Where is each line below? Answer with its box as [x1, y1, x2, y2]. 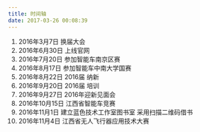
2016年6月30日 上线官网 [18, 46, 90, 54]
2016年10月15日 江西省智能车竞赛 [18, 99, 116, 107]
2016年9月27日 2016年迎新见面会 [18, 90, 116, 99]
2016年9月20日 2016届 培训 [18, 81, 100, 90]
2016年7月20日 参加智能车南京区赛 [18, 54, 121, 64]
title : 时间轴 [8, 10, 47, 18]
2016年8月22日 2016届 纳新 [18, 72, 99, 81]
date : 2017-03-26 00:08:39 [8, 17, 88, 24]
